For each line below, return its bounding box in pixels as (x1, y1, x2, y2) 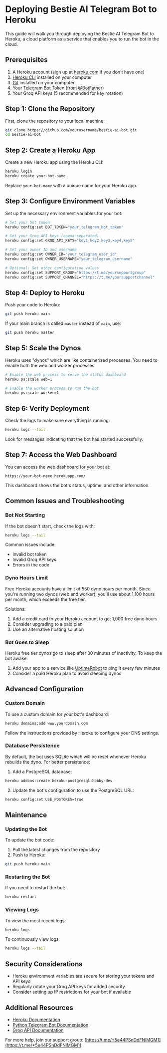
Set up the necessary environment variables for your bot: (5, 210, 123, 216)
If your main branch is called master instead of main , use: (5, 320, 121, 326)
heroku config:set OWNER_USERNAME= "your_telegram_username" (5, 256, 133, 262)
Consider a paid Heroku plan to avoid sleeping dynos (12, 670, 122, 676)
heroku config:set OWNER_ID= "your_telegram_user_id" (5, 252, 117, 257)
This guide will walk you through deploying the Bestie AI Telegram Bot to (5, 30, 154, 36)
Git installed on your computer (12, 79, 75, 85)
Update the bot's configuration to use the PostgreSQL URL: (12, 787, 134, 793)
